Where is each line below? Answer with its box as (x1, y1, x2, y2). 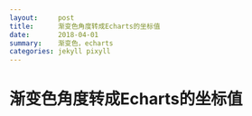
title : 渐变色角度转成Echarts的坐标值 (9, 22, 161, 31)
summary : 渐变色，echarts (9, 38, 114, 48)
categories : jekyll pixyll (9, 47, 111, 56)
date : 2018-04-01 (9, 30, 99, 39)
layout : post (9, 13, 75, 23)
